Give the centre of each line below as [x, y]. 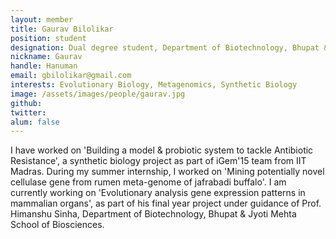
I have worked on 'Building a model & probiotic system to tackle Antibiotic [162, 150]
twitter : [28, 112]
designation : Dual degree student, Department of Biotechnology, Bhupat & [169, 47]
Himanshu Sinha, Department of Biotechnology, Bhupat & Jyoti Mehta [153, 214]
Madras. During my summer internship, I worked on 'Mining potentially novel [167, 172]
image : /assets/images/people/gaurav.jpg [98, 94]
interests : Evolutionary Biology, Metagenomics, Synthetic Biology [154, 85]
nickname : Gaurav [46, 57]
